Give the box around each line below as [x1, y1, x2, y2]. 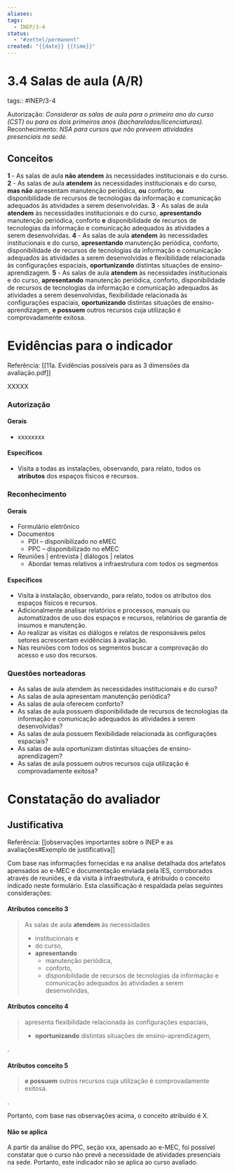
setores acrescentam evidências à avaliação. [17, 636, 148, 645]
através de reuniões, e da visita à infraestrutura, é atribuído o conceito [7, 874, 210, 882]
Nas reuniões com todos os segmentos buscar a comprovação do [17, 643, 208, 652]
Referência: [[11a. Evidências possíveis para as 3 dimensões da [7, 361, 189, 369]
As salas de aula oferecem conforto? [17, 700, 124, 708]
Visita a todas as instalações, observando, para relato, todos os [17, 464, 201, 473]
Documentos [17, 530, 55, 538]
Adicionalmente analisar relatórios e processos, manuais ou [17, 606, 190, 615]
